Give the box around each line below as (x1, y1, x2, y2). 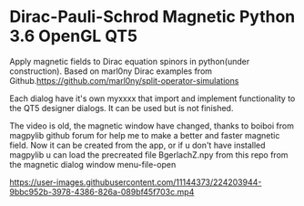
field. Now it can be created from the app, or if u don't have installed (9, 139, 266, 150)
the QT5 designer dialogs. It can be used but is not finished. (9, 102, 234, 113)
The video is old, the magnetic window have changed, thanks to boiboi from (9, 120, 294, 131)
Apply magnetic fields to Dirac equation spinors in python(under (9, 56, 250, 67)
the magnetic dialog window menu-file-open (9, 159, 177, 170)
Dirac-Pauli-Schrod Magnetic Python (9, 6, 296, 27)
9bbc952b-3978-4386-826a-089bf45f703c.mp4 (9, 186, 195, 197)
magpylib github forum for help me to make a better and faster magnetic (9, 129, 280, 140)
